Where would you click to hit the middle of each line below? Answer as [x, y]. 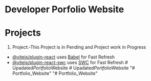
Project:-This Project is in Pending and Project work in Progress [79, 47]
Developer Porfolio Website [64, 9]
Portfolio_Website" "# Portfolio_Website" [55, 73]
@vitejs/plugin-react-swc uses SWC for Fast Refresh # [70, 63]
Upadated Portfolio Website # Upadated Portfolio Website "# [73, 68]
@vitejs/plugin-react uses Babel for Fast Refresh [63, 57]
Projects [23, 33]
